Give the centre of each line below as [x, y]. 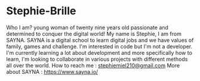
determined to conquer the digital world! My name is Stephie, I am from [94, 33]
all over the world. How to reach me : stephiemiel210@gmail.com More [93, 65]
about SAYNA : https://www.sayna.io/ [52, 71]
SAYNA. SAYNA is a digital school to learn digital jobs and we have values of [100, 40]
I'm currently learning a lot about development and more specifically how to [99, 52]
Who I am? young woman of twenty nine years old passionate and [87, 27]
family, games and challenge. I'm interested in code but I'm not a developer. [99, 46]
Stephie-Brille [41, 11]
